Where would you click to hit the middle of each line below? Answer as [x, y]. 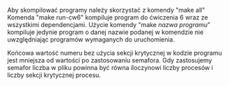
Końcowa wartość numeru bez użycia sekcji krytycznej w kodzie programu [115, 53]
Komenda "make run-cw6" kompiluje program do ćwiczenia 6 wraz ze [108, 17]
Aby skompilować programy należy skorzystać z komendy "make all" [106, 10]
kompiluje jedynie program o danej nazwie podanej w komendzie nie [105, 32]
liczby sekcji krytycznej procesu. [54, 75]
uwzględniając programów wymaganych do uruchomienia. [91, 40]
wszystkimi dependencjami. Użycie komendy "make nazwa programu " [109, 25]
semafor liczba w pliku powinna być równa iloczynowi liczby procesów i [110, 68]
